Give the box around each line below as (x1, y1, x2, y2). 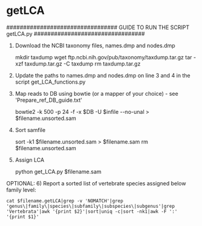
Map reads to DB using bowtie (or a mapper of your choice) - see (15, 90, 179, 97)
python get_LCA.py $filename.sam (15, 168, 102, 175)
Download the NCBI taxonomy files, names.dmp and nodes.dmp (15, 42, 176, 49)
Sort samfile (15, 126, 45, 133)
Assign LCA (15, 156, 44, 164)
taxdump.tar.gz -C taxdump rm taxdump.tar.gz (24, 60, 141, 67)
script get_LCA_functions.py (15, 78, 86, 85)
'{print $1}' (6, 213, 39, 220)
